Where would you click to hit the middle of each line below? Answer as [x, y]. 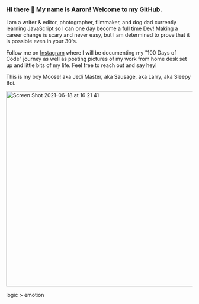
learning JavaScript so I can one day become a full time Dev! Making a [92, 28]
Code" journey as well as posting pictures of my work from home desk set [97, 59]
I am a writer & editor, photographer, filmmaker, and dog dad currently [91, 23]
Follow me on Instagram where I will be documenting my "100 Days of [91, 53]
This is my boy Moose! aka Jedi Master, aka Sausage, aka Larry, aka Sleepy [99, 77]
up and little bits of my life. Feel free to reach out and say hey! [81, 65]
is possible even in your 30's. [42, 41]
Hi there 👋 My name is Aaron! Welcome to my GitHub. [84, 9]
